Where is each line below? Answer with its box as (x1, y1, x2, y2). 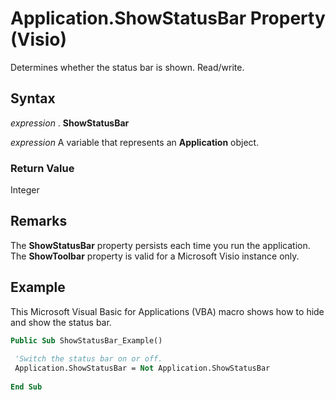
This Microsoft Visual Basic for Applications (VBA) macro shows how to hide (10, 305, 325, 317)
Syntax (10, 90, 56, 107)
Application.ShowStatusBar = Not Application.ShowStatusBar (14, 363, 271, 374)
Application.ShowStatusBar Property (10, 7, 326, 30)
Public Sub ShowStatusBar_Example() (10, 335, 163, 346)
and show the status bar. (10, 316, 112, 328)
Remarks (10, 213, 68, 230)
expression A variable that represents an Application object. (10, 136, 260, 148)
